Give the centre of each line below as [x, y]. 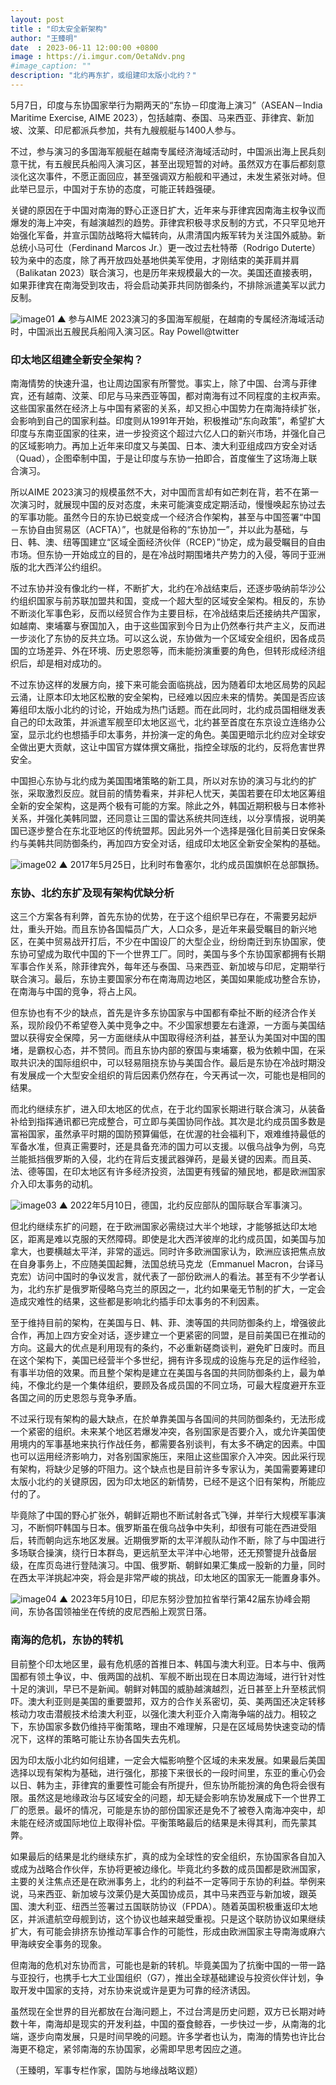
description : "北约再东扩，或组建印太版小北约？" [103, 76]
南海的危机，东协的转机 [66, 1640]
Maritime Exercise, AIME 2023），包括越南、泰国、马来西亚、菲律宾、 [153, 117]
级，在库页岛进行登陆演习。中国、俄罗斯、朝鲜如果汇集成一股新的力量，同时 [168, 1565]
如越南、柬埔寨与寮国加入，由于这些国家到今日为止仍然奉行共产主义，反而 [163, 626]
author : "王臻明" [44, 38]
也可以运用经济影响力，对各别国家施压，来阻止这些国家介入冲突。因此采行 [163, 1457]
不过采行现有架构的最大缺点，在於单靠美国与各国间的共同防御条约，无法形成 [168, 1419]
